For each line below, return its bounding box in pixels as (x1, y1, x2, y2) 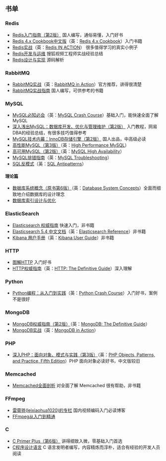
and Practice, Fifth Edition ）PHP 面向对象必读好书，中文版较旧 (12, 358, 140, 364)
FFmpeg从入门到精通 (12, 413, 55, 419)
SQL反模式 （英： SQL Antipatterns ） (12, 161, 87, 167)
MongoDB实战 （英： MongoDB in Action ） (12, 327, 99, 333)
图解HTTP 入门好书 (12, 259, 52, 265)
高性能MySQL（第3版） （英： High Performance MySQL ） (12, 142, 130, 148)
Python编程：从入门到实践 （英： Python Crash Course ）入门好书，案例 (12, 290, 158, 296)
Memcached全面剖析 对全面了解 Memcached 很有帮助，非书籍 (12, 383, 141, 388)
